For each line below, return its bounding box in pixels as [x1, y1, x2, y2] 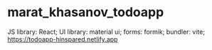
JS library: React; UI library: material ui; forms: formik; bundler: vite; [7, 27, 205, 36]
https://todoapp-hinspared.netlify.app [7, 35, 118, 43]
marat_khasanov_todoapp [7, 4, 164, 20]
